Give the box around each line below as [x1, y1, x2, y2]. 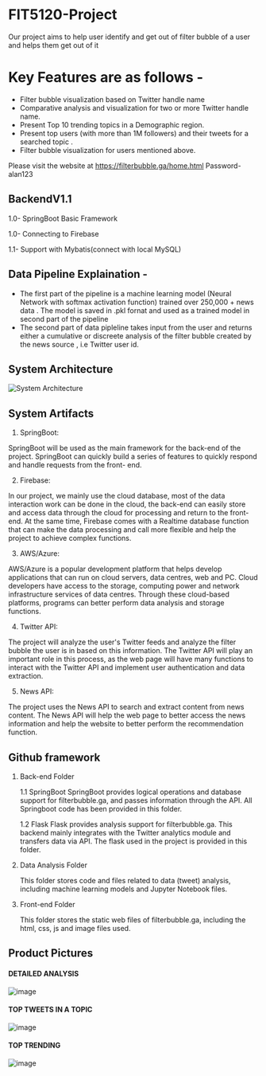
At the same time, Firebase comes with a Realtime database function [24, 516, 249, 526]
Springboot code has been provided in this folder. [19, 804, 183, 813]
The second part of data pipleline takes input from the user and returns [19, 323, 253, 332]
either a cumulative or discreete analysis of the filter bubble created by [19, 331, 252, 340]
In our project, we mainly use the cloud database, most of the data [8, 491, 226, 501]
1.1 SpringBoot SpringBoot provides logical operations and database [19, 787, 242, 796]
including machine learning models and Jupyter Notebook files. [19, 884, 228, 894]
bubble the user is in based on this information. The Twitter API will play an [8, 646, 253, 655]
